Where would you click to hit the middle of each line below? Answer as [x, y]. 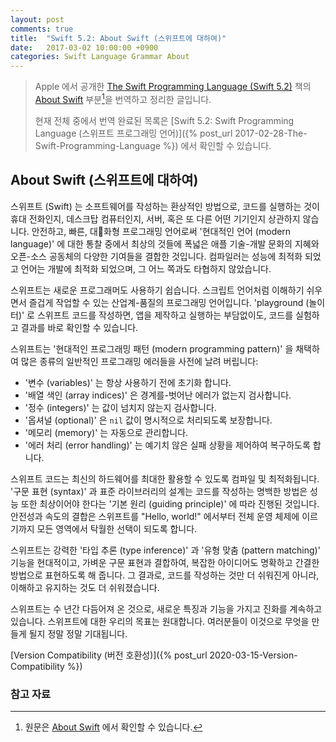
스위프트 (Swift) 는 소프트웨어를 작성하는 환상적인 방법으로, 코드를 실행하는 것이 [165, 206]
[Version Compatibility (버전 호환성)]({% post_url [109, 655]
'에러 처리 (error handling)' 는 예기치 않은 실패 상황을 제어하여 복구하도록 [167, 445]
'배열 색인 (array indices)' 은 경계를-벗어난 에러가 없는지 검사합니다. [158, 395]
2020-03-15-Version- [253, 655]
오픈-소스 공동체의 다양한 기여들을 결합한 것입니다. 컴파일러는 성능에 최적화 [156, 256]
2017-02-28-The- [271, 133]
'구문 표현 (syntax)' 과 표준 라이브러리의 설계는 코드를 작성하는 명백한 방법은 [159, 491]
